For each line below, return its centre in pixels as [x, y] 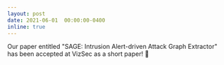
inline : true [26, 27]
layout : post [26, 14]
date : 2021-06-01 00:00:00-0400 [56, 20]
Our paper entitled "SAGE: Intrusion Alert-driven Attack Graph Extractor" [112, 47]
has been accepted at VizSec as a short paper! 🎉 [78, 54]
